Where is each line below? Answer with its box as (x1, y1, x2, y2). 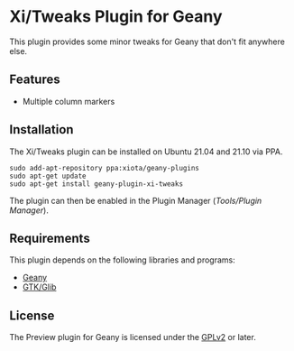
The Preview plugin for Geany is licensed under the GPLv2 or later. (9, 332, 257, 343)
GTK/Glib (22, 282, 57, 292)
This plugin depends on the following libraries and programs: (9, 254, 236, 265)
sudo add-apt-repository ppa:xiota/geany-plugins (9, 163, 200, 172)
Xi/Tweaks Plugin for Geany (9, 6, 223, 27)
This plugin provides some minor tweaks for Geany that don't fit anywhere (9, 36, 286, 47)
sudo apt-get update (9, 171, 87, 180)
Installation (9, 122, 74, 137)
